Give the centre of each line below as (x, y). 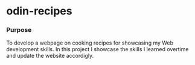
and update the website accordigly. (50, 56)
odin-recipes (39, 11)
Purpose (19, 30)
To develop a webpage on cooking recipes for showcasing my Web (90, 43)
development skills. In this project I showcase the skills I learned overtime (97, 49)
